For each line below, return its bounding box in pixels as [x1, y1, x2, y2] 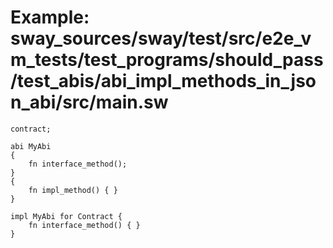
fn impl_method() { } [28, 185, 118, 195]
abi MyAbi [10, 141, 52, 151]
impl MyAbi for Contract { [10, 211, 123, 221]
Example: [10, 6, 90, 29]
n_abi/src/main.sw [10, 91, 169, 114]
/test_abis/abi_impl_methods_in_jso [10, 70, 317, 93]
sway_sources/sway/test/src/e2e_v [10, 27, 312, 50]
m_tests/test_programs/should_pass [10, 49, 324, 71]
